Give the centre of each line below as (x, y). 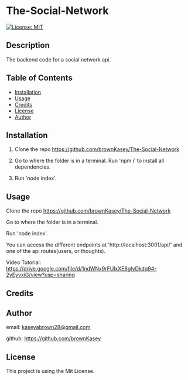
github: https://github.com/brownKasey (54, 338)
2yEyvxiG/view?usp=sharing (40, 275)
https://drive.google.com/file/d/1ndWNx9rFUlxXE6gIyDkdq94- (81, 269)
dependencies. (33, 167)
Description (28, 45)
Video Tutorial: (24, 262)
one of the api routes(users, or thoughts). (56, 251)
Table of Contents (40, 78)
